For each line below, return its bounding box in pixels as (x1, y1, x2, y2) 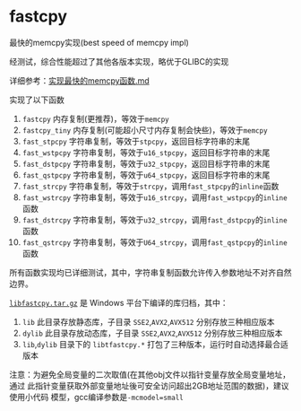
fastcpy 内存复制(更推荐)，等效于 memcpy (21, 113, 170, 124)
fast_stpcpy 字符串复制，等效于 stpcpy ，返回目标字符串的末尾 (21, 136, 251, 146)
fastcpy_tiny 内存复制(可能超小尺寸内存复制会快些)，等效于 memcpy (21, 124, 268, 136)
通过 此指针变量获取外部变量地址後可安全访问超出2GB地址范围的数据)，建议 (9, 380, 289, 391)
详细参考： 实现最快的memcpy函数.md (9, 74, 150, 86)
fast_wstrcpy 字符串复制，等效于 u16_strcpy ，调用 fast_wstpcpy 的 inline (21, 191, 288, 203)
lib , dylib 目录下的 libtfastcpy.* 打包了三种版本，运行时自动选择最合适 (21, 338, 289, 349)
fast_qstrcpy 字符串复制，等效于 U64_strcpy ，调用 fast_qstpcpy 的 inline (21, 236, 288, 248)
